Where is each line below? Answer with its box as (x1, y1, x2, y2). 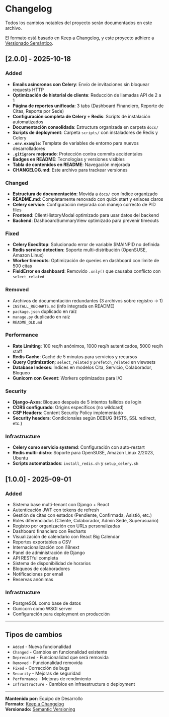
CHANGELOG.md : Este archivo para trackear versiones (12, 167, 128, 173)
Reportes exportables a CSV (12, 539, 71, 545)
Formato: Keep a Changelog (5, 701, 64, 707)
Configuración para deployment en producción (12, 611, 110, 617)
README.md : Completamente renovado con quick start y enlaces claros (12, 196, 163, 202)
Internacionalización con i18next (12, 544, 79, 550)
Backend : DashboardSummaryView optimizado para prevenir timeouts (12, 217, 159, 223)
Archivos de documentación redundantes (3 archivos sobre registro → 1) (12, 297, 163, 303)
